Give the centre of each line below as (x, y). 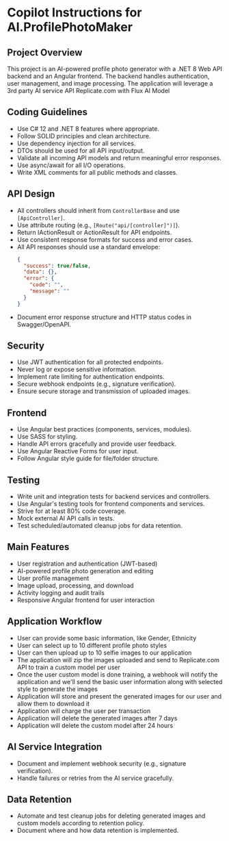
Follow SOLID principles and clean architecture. (84, 136)
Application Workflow (55, 622)
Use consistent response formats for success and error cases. (105, 239)
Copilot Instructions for (75, 13)
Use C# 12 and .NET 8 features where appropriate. (88, 129)
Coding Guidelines (47, 112)
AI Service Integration (55, 747)
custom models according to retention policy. (81, 823)
